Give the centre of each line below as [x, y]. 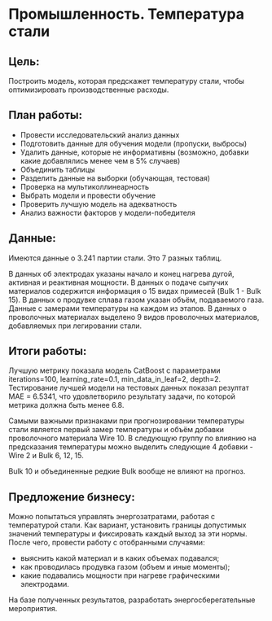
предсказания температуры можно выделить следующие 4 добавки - [131, 447]
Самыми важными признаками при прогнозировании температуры [126, 421]
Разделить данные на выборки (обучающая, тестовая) [115, 178]
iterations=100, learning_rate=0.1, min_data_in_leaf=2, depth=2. [115, 379]
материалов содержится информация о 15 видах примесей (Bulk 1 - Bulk [135, 291]
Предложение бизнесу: [72, 497]
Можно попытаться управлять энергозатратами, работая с [112, 517]
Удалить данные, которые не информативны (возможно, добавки [134, 152]
